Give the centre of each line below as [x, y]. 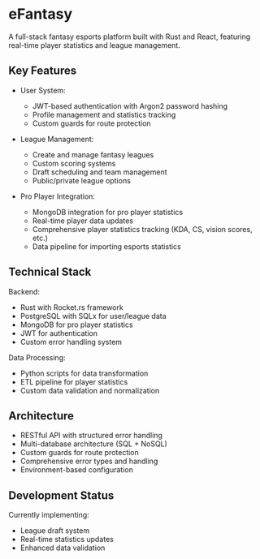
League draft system [55, 531]
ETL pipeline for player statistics [74, 381]
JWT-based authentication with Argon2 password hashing [130, 105]
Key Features [43, 71]
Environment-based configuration [77, 470]
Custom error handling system [71, 342]
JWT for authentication [58, 333]
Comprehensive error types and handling [89, 461]
